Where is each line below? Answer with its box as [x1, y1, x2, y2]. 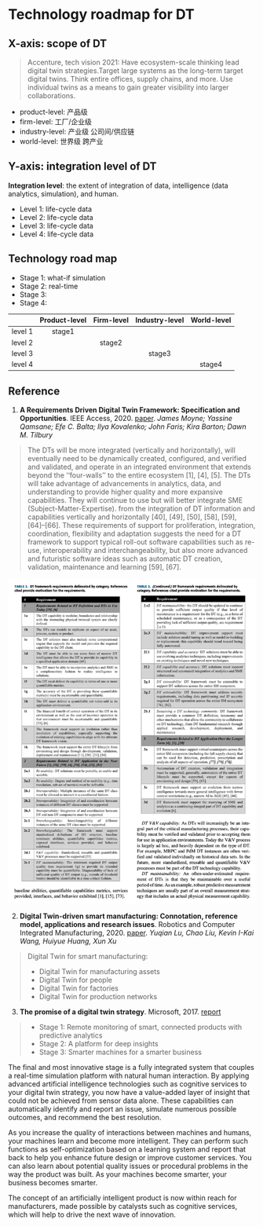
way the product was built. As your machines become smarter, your [8, 1169, 228, 1179]
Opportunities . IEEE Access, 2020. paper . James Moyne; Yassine [19, 414, 233, 423]
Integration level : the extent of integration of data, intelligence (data [8, 181, 229, 190]
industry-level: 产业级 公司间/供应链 [19, 127, 135, 136]
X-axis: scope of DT [8, 37, 108, 50]
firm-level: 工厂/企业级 [19, 117, 93, 126]
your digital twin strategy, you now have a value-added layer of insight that [8, 1087, 250, 1097]
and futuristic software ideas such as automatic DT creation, [27, 554, 223, 563]
